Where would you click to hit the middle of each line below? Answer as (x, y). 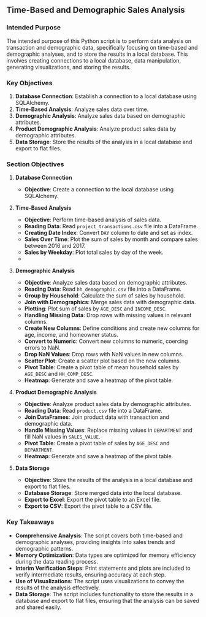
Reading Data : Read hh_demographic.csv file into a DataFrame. (103, 289)
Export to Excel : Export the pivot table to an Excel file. (93, 500)
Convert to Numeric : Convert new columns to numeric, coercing (106, 341)
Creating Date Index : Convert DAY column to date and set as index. (109, 233)
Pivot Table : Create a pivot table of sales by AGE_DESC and (97, 443)
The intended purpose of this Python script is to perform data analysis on (99, 41)
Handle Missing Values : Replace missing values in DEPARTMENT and (108, 430)
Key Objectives (29, 83)
